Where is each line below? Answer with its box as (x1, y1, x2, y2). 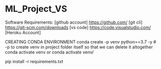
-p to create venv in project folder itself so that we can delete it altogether (5, 44, 153, 50)
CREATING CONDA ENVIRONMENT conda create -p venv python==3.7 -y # (5, 39, 157, 44)
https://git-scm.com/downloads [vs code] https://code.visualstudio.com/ (5, 24, 151, 30)
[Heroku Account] (5, 29, 41, 35)
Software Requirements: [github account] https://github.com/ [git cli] (5, 19, 143, 25)
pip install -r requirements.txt (5, 58, 63, 64)
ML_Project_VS (5, 3, 67, 14)
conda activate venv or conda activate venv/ (5, 49, 94, 55)
